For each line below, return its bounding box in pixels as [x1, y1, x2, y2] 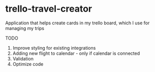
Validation [12, 55, 34, 61]
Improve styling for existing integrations [12, 45, 96, 51]
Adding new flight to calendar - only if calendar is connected [12, 50, 140, 56]
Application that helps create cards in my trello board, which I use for [5, 20, 150, 26]
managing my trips [5, 25, 45, 31]
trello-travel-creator [5, 3, 92, 15]
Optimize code [12, 61, 44, 67]
